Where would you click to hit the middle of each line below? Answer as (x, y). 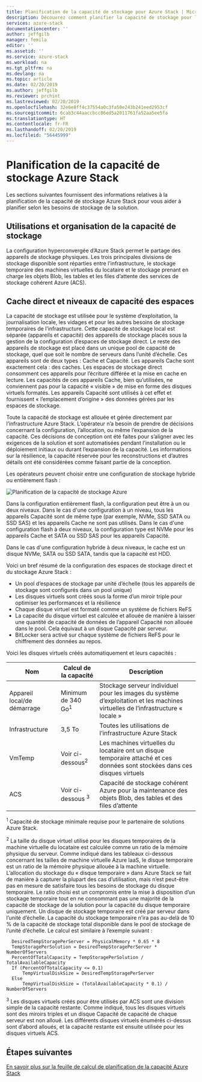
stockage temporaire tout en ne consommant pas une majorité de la (90, 898)
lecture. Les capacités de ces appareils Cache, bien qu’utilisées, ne (90, 380)
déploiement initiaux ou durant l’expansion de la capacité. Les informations (99, 450)
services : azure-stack (35, 23)
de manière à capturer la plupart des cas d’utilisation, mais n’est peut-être (97, 879)
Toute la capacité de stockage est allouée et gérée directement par (89, 418)
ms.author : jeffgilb (32, 91)
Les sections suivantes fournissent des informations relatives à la (87, 194)
